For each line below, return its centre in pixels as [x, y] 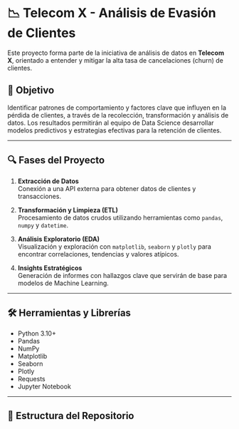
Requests [31, 379]
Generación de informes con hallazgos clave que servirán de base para [122, 275]
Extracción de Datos [48, 181]
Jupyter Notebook [44, 387]
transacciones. [39, 196]
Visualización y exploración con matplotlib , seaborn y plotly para [115, 247]
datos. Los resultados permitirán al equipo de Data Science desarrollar [111, 123]
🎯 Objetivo [31, 90]
